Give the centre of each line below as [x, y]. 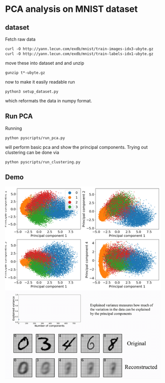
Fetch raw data [20, 39]
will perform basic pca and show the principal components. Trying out [77, 147]
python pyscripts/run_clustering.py [43, 162]
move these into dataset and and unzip [45, 63]
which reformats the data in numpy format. [49, 101]
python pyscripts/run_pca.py [35, 138]
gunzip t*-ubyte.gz [25, 73]
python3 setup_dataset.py [32, 92]
